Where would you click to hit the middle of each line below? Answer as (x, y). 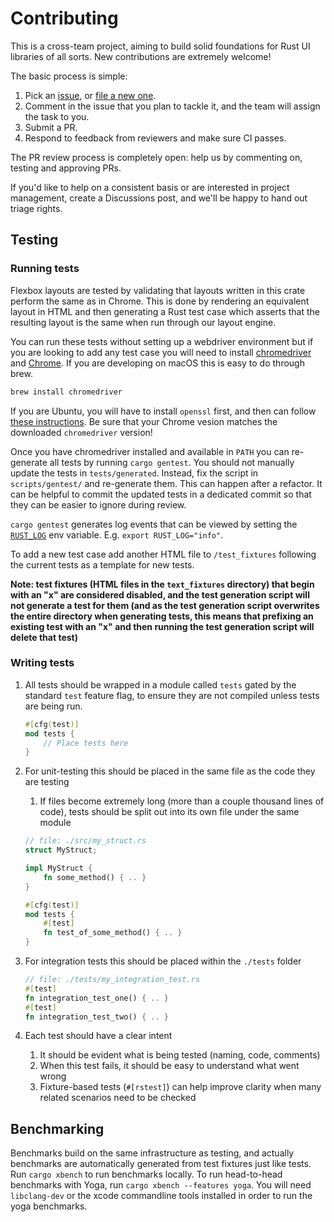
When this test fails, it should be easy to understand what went (169, 1066)
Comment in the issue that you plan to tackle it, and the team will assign (172, 106)
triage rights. (36, 208)
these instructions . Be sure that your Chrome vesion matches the (144, 421)
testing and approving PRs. (66, 168)
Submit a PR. (51, 127)
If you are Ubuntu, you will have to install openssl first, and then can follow (163, 411)
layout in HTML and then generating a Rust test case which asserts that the (165, 311)
